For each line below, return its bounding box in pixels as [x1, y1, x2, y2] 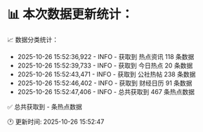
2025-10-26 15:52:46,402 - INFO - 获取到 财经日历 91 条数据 [17, 79, 192, 87]
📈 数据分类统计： [7, 35, 58, 44]
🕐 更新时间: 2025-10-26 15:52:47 [7, 117, 105, 126]
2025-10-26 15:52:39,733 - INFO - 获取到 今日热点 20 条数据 [17, 61, 193, 70]
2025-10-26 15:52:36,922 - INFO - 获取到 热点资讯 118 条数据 [17, 52, 195, 60]
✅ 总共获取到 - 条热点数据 [7, 103, 83, 111]
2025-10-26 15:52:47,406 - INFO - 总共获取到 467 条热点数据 [17, 87, 195, 95]
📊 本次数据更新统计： [7, 6, 133, 22]
